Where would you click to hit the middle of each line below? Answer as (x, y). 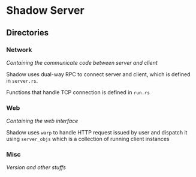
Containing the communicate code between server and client (82, 62)
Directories (28, 33)
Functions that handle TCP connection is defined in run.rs (78, 92)
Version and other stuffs (36, 167)
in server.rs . (22, 80)
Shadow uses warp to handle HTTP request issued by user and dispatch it (97, 133)
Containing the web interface (42, 121)
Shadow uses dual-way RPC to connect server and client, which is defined (98, 74)
